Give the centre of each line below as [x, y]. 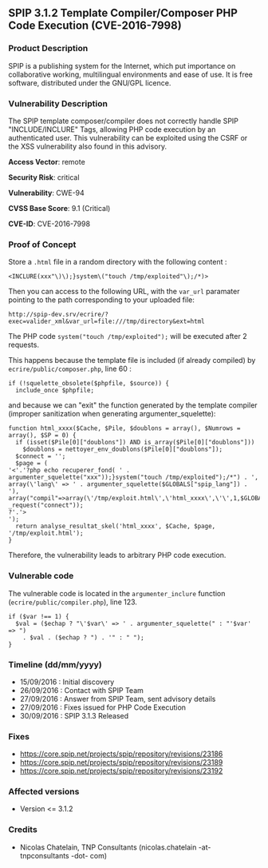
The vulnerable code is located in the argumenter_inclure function [117, 593]
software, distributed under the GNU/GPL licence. [90, 82]
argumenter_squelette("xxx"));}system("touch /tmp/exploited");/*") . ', [134, 478]
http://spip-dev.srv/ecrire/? [59, 315]
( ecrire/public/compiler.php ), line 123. [73, 602]
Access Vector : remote [47, 161]
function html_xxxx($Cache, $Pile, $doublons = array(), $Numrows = [124, 428]
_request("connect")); [46, 506]
